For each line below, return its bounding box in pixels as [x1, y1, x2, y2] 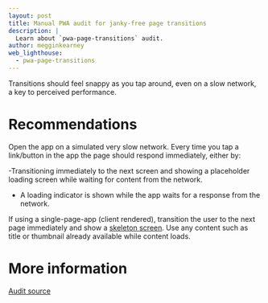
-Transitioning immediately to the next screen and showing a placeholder [8, 166, 250, 175]
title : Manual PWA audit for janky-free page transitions [8, 19, 207, 27]
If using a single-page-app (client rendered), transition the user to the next [8, 214, 256, 223]
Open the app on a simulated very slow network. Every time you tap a [8, 141, 239, 151]
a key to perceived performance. [8, 87, 117, 96]
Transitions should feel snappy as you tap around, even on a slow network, [8, 78, 257, 88]
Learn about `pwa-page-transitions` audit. [15, 34, 163, 43]
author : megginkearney [8, 42, 85, 50]
